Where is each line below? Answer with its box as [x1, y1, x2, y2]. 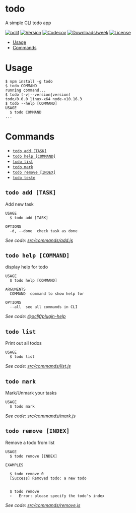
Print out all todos [5, 340, 42, 346]
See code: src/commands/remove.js [5, 502, 81, 508]
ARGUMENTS [5, 287, 26, 292]
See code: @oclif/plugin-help [5, 313, 66, 319]
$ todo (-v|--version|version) [5, 92, 71, 97]
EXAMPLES [5, 462, 24, 468]
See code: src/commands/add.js [5, 237, 73, 243]
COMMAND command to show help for [10, 291, 85, 296]
